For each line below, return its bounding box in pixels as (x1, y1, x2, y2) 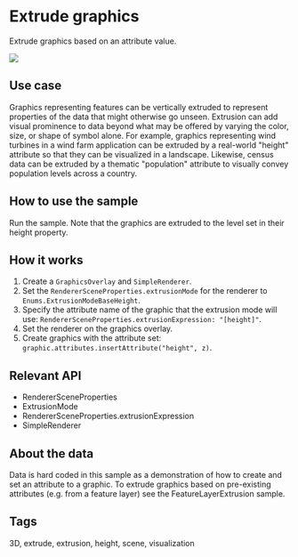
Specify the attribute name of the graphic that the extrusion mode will (21, 304, 278, 315)
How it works (9, 252, 84, 268)
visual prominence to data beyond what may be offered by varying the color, (9, 120, 289, 131)
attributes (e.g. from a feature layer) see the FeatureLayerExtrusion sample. (9, 488, 286, 499)
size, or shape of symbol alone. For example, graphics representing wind (9, 130, 277, 141)
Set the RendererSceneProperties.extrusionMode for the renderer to (21, 286, 269, 296)
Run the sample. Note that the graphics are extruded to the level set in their (9, 217, 285, 228)
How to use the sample (9, 194, 139, 209)
